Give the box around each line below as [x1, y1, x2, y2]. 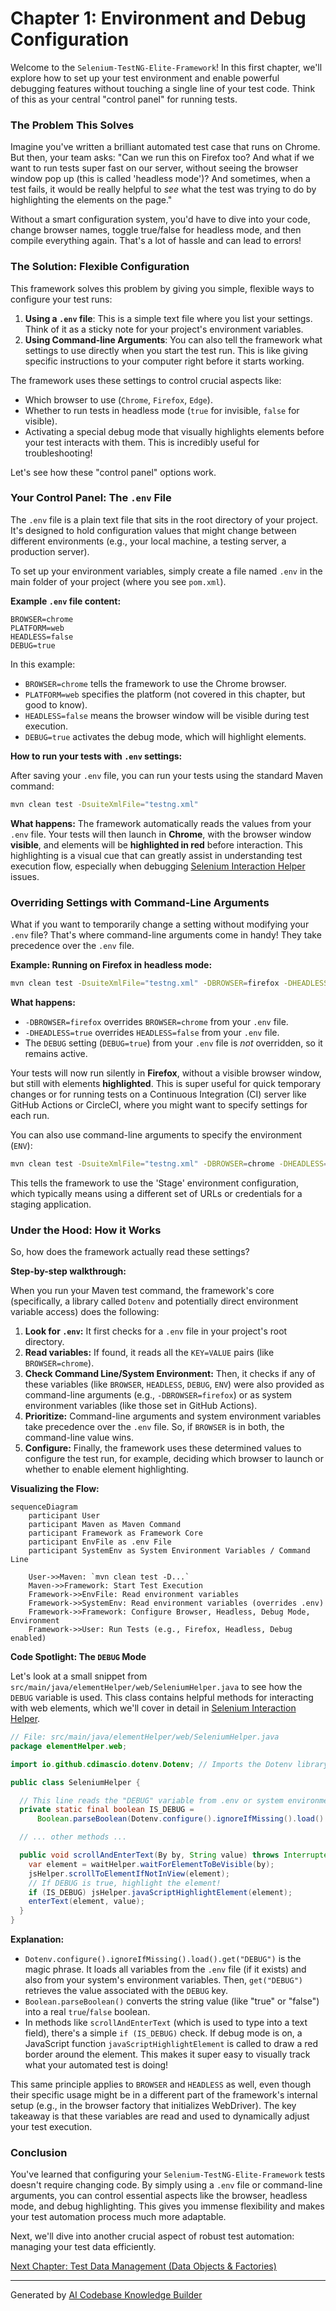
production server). [10, 545, 90, 557]
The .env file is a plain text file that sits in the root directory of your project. [10, 513, 318, 526]
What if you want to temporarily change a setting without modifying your [10, 918, 310, 930]
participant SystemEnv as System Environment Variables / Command [28, 1546, 311, 1556]
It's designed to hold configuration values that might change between [10, 524, 297, 536]
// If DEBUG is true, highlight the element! [28, 1878, 222, 1888]
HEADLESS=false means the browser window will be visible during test [24, 709, 310, 721]
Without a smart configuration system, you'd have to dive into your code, [10, 213, 311, 226]
